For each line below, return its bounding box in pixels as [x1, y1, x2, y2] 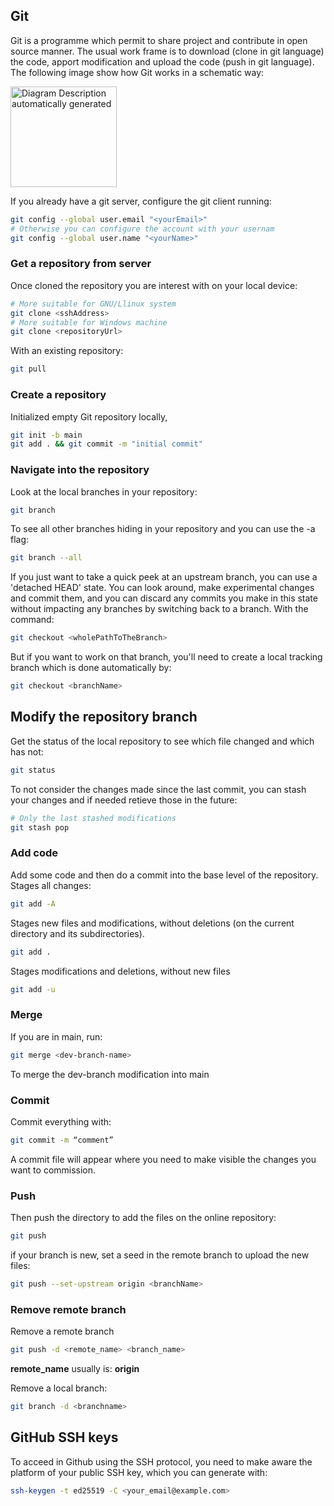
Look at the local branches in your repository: [10, 485, 198, 498]
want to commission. [10, 1164, 97, 1176]
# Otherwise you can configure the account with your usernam [10, 224, 275, 234]
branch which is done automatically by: [10, 662, 172, 674]
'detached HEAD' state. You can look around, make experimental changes [10, 582, 315, 594]
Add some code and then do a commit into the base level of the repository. [10, 869, 319, 881]
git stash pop [10, 822, 70, 833]
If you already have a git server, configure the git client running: [10, 195, 272, 207]
